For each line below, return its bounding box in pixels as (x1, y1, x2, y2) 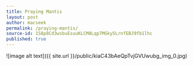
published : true (6, 36, 46, 42)
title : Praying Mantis (6, 8, 62, 15)
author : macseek (6, 19, 46, 25)
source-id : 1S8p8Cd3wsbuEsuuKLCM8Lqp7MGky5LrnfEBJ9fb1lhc (6, 31, 153, 37)
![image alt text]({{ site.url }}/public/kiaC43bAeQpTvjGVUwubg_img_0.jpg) (6, 53, 188, 59)
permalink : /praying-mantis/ (6, 25, 78, 31)
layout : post (6, 14, 39, 20)
